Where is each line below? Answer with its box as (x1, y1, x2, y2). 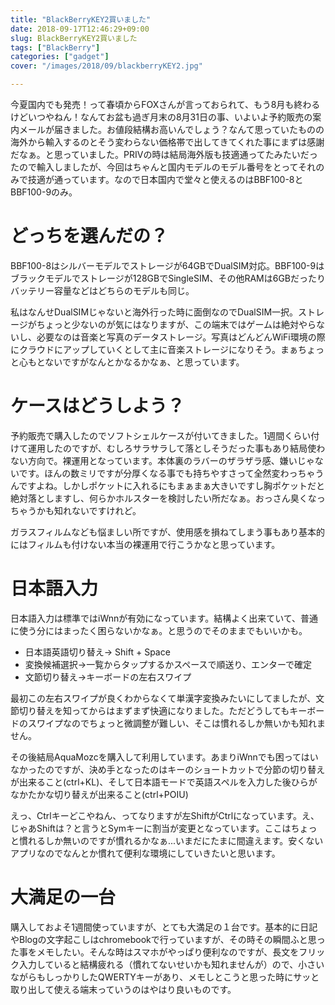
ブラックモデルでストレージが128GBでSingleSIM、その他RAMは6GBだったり (10, 272, 326, 284)
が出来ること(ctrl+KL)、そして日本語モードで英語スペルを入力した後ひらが (10, 776, 318, 788)
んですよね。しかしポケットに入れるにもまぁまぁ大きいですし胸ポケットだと (10, 479, 325, 491)
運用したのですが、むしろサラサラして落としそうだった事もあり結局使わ (27, 442, 326, 454)
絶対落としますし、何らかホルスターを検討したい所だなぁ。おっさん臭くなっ (10, 492, 326, 504)
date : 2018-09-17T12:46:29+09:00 (10, 24, 150, 34)
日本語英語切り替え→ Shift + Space (24, 646, 171, 658)
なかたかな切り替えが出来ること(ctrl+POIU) (10, 788, 189, 800)
